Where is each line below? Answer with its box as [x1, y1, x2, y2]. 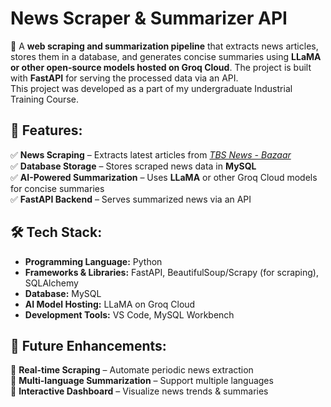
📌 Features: [10, 122, 83, 139]
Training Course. [10, 93, 79, 105]
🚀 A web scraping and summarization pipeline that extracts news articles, [10, 40, 319, 52]
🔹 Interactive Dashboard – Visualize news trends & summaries [10, 385, 269, 397]
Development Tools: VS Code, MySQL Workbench [24, 308, 235, 321]
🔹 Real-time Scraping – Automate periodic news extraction [10, 364, 254, 376]
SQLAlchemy [24, 277, 79, 289]
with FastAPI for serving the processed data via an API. [10, 72, 239, 84]
